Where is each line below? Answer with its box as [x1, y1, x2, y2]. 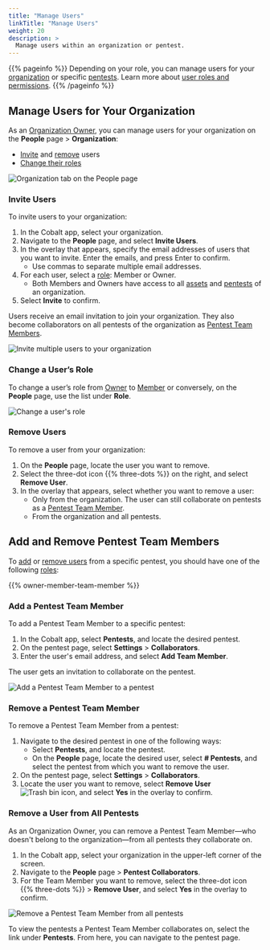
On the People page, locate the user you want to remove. [19, 460, 211, 470]
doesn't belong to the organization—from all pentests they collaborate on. [8, 834, 253, 844]
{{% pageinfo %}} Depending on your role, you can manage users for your [8, 63, 256, 73]
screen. [19, 858, 46, 868]
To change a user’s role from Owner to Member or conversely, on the [8, 383, 237, 392]
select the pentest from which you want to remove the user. [31, 762, 230, 772]
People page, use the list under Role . [8, 391, 131, 400]
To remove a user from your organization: [8, 444, 146, 454]
